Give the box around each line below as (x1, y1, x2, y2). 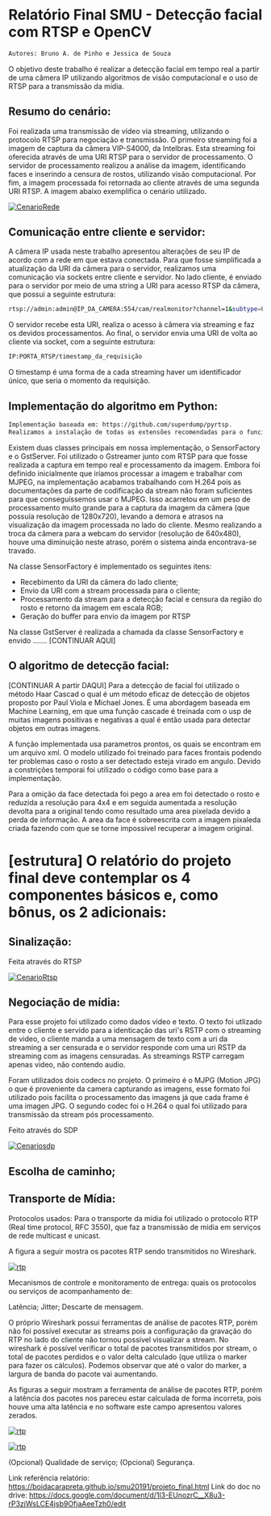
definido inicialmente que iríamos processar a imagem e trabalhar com (8, 468, 243, 478)
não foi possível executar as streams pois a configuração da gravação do (8, 1326, 252, 1336)
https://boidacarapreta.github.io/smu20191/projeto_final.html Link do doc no (8, 1481, 261, 1491)
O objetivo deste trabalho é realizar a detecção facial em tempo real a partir (8, 64, 260, 73)
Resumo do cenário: (8, 105, 111, 119)
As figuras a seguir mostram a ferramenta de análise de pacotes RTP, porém (8, 1384, 263, 1394)
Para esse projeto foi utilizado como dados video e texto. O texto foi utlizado (8, 1017, 262, 1027)
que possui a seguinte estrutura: (8, 289, 116, 300)
